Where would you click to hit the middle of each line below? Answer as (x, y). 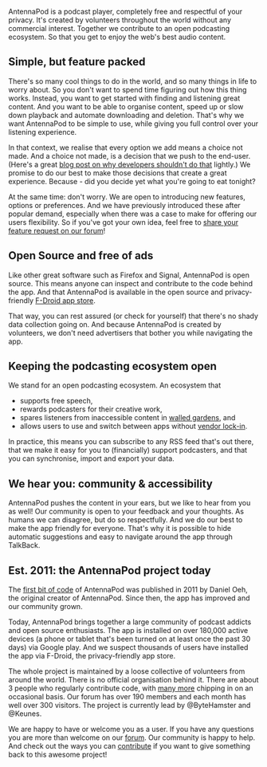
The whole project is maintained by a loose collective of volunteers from (127, 671)
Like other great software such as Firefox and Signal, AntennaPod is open (129, 275)
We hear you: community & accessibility (110, 484)
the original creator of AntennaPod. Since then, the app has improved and (129, 598)
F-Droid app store (65, 300)
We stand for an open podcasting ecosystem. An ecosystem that (115, 385)
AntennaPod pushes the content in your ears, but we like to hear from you (130, 503)
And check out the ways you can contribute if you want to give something (130, 746)
